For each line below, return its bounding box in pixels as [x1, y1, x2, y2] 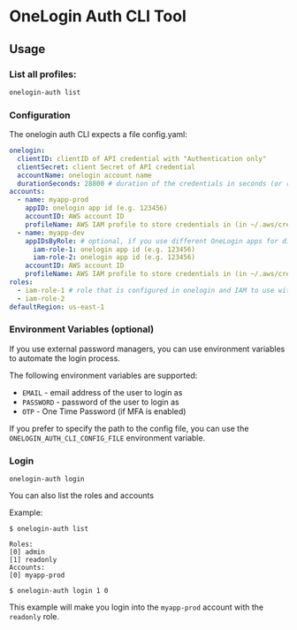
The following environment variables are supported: [9, 370, 198, 380]
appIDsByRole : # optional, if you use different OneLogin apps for [25, 236, 278, 245]
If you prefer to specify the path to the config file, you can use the [9, 423, 249, 434]
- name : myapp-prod [17, 196, 89, 204]
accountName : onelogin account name [17, 171, 152, 180]
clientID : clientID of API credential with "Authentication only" [17, 154, 267, 163]
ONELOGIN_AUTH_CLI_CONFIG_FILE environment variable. [9, 432, 206, 443]
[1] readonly [9, 556, 57, 565]
